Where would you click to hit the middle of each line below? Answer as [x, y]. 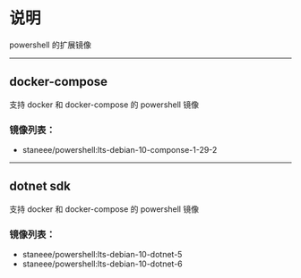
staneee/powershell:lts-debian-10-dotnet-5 [102, 255]
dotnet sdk [40, 186]
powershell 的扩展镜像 [50, 45]
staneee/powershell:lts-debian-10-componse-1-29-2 [120, 150]
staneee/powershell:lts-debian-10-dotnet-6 [103, 264]
